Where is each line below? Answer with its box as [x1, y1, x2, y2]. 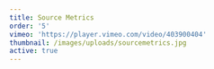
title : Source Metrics [9, 13, 94, 22]
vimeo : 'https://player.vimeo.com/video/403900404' [9, 30, 207, 39]
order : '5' [9, 22, 50, 30]
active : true [9, 47, 58, 56]
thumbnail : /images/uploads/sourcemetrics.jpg [9, 38, 187, 47]
